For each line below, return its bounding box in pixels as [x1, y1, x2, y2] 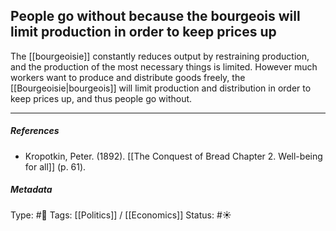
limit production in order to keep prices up [10, 24, 277, 41]
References [10, 125, 60, 137]
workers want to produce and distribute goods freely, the [10, 71, 246, 83]
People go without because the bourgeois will [10, 8, 301, 25]
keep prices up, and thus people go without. [10, 92, 193, 104]
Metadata [10, 184, 53, 196]
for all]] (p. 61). [24, 160, 87, 173]
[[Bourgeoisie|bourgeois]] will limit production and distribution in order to [10, 82, 312, 94]
